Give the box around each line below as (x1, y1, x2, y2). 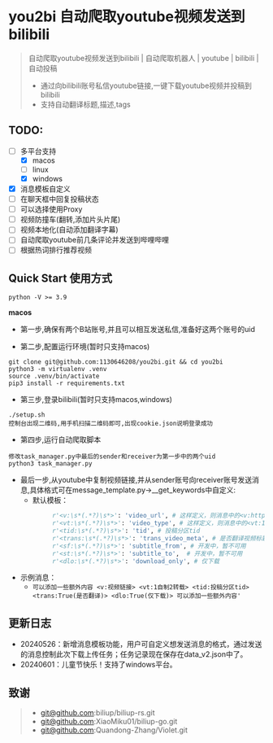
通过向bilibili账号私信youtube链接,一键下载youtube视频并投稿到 (40, 81, 252, 90)
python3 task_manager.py (8, 460, 93, 468)
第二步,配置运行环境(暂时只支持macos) (19, 342, 150, 352)
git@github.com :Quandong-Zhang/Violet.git (40, 725, 188, 735)
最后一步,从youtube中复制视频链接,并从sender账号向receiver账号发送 (19, 475, 253, 485)
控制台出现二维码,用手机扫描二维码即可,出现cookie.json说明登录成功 (8, 420, 214, 428)
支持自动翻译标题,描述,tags (40, 99, 132, 109)
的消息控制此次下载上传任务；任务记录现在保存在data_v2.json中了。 (19, 649, 248, 659)
